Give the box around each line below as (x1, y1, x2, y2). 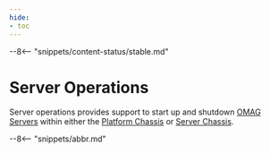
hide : (9, 13, 30, 22)
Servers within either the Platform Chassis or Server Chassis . (9, 116, 234, 127)
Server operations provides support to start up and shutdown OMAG (9, 106, 261, 117)
